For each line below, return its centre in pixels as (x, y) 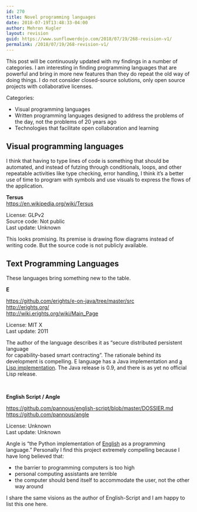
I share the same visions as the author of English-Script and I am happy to (96, 498)
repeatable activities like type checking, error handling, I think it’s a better (95, 173)
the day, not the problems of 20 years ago (66, 122)
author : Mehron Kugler (34, 28)
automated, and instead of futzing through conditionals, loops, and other (94, 167)
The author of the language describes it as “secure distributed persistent (94, 342)
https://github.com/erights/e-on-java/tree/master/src (70, 301)
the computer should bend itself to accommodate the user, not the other (102, 480)
